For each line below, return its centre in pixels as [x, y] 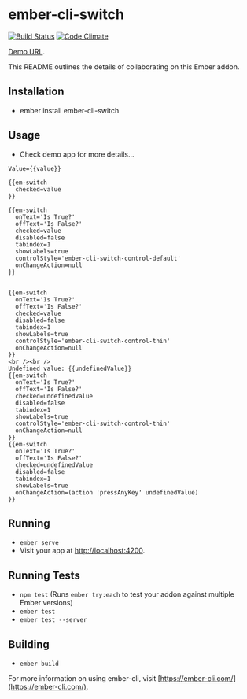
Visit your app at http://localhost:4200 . [82, 551]
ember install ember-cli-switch [69, 110]
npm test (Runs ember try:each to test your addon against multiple [127, 594]
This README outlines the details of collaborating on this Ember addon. [124, 67]
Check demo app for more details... [77, 154]
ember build [39, 664]
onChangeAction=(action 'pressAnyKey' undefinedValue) [107, 492]
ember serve [39, 543]
